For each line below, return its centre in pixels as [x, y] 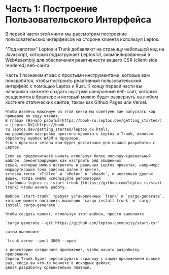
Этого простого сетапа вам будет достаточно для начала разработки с [80, 143]
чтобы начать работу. [44, 187]
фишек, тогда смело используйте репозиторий [53, 178]
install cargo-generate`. [32, 205]
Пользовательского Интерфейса [78, 20]
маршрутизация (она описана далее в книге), [53, 169]
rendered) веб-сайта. [28, 65]
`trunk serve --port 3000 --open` [42, 241]
